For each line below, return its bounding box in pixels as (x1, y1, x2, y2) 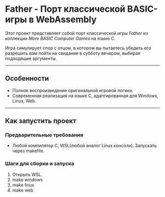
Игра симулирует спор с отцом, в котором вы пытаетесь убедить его (5, 45, 151, 51)
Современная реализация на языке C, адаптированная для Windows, (12, 93, 159, 98)
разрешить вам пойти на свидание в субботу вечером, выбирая (5, 50, 141, 56)
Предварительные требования (5, 131, 83, 138)
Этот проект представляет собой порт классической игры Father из (5, 30, 148, 36)
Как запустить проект (5, 117, 77, 125)
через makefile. (12, 148, 45, 154)
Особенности (5, 74, 49, 83)
